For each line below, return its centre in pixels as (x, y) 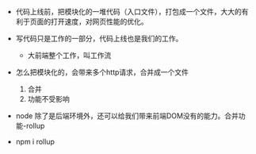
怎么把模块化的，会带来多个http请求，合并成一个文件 (102, 72)
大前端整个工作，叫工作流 (69, 55)
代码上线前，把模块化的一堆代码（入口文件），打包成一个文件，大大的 (128, 12)
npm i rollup (35, 142)
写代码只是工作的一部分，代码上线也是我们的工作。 (99, 38)
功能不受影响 (48, 99)
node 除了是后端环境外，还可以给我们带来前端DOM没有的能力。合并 (127, 116)
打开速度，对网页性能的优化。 (99, 21)
